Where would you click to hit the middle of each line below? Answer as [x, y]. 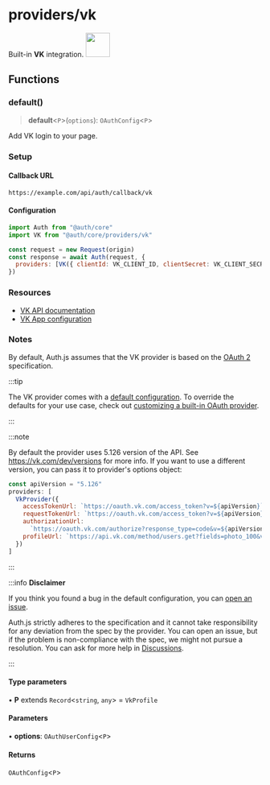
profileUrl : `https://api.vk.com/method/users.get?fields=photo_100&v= [145, 536]
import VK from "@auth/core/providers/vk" [80, 235]
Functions [34, 79]
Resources [30, 293]
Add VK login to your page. [53, 135]
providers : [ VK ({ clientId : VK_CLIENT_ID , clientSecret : [113, 264]
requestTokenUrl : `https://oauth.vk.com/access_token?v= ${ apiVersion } [143, 514]
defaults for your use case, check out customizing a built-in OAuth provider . [134, 405]
